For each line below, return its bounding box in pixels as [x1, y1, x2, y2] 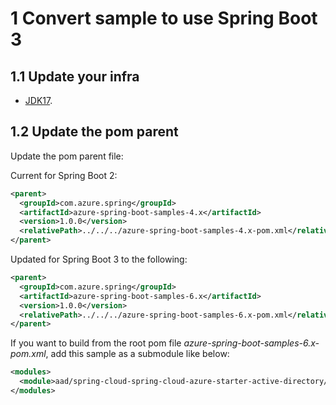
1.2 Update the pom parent [10, 123, 179, 141]
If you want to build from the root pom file [10, 337, 182, 349]
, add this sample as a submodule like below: [45, 348, 230, 360]
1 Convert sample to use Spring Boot [10, 7, 318, 30]
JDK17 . [24, 95, 53, 106]
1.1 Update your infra [10, 68, 140, 85]
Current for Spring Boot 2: [10, 169, 118, 181]
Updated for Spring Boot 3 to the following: [10, 253, 188, 266]
